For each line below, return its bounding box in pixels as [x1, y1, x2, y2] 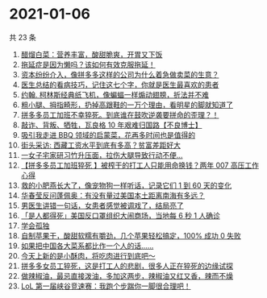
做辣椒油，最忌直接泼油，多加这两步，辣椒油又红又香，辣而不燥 [20, 271, 233, 280]
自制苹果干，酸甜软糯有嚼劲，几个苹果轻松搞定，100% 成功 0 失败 [20, 230, 241, 240]
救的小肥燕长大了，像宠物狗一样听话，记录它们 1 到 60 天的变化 [20, 180, 232, 190]
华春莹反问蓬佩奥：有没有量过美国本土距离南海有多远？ [20, 190, 205, 200]
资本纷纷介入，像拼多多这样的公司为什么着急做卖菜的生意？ [20, 69, 219, 79]
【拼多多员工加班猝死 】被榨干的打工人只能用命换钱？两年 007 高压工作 [20, 160, 259, 170]
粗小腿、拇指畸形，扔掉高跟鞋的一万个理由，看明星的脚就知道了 [20, 100, 233, 110]
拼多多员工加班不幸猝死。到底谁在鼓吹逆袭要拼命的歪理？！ [20, 110, 219, 119]
